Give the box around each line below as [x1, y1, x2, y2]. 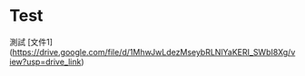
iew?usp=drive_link [9, 56, 82, 67]
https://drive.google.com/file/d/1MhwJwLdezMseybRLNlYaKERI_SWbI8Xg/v [12, 46, 296, 57]
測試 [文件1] [9, 36, 53, 47]
